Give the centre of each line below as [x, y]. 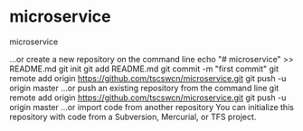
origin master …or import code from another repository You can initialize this [151, 107]
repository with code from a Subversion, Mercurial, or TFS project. [133, 117]
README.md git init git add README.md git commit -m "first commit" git [144, 69]
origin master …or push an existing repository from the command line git [144, 88]
